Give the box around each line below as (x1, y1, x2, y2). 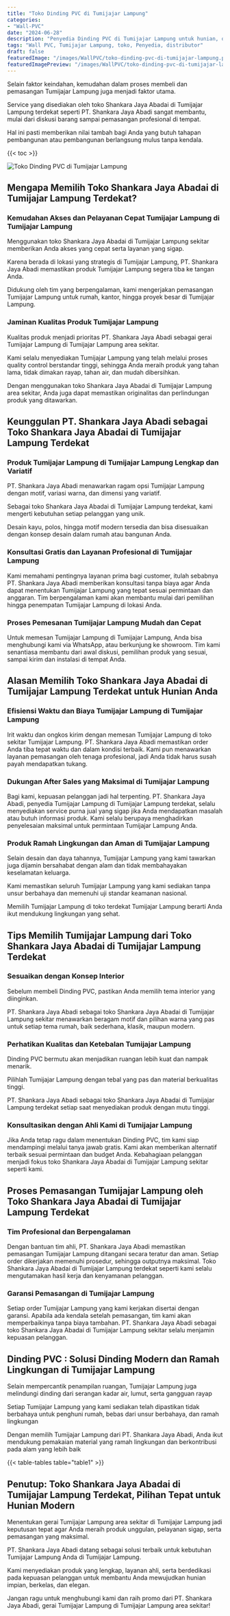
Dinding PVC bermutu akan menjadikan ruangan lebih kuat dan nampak (7, 1055, 209, 1063)
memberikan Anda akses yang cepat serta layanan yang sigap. (7, 245, 185, 253)
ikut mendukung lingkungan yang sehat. (7, 909, 120, 918)
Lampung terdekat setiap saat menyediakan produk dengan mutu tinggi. (7, 1103, 210, 1112)
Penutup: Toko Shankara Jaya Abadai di (7, 1478, 181, 1490)
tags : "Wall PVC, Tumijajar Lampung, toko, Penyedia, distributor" (7, 42, 204, 49)
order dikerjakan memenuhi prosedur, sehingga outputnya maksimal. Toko (7, 1257, 217, 1265)
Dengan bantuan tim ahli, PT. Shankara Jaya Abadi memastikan (7, 1242, 186, 1251)
